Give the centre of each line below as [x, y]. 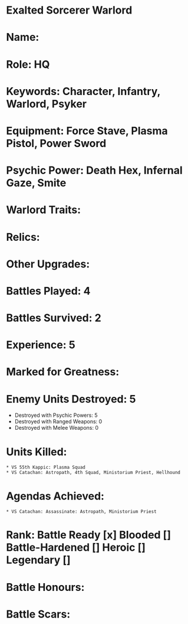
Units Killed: [37, 452]
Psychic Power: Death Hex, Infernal [94, 170]
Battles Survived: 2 [54, 318]
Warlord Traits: [44, 210]
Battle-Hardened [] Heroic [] [76, 548]
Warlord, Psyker [47, 104]
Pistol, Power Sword [56, 143]
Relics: [23, 237]
